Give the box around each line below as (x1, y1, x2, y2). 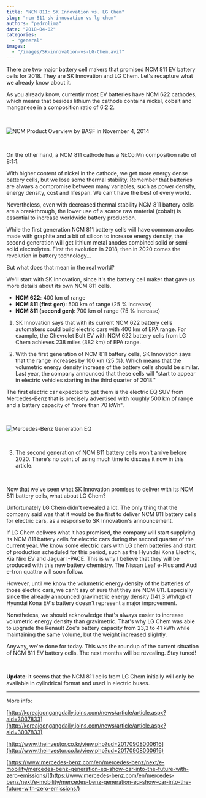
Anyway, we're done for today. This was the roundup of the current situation (6, 642, 199, 650)
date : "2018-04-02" (6, 26, 56, 32)
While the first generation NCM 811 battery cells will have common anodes (6, 226, 194, 233)
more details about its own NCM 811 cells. (6, 282, 112, 289)
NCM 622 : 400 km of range (15, 294, 86, 301)
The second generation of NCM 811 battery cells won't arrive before (15, 449, 187, 456)
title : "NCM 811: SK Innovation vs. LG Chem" (6, 9, 124, 15)
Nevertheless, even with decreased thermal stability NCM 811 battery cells (6, 200, 194, 208)
